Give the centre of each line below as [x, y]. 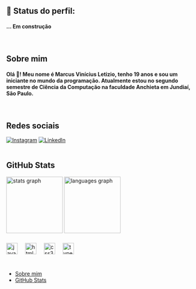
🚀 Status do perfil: [41, 11]
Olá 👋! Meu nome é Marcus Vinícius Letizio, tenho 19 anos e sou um [92, 74]
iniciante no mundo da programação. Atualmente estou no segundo [92, 80]
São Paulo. [20, 93]
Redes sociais [33, 126]
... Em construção [29, 26]
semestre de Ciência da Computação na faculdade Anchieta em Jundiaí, [98, 87]
